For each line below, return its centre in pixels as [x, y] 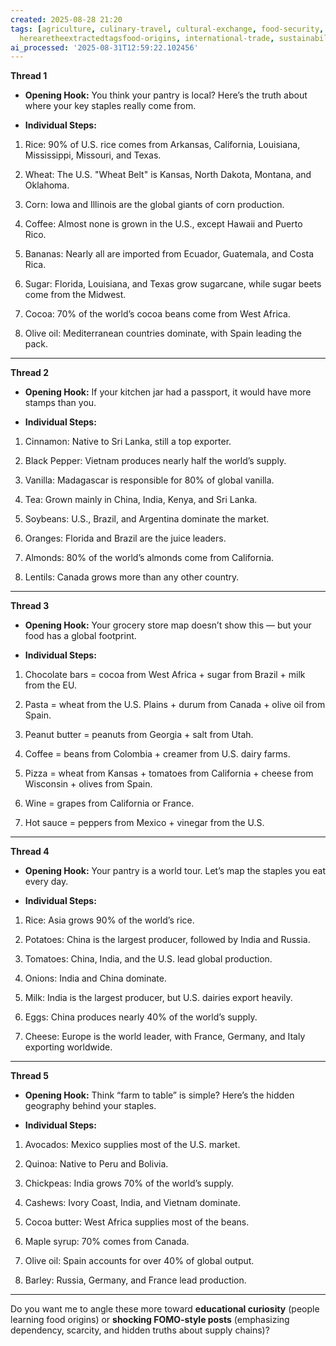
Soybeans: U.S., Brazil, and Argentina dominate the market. [147, 519]
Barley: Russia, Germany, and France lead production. [135, 1280]
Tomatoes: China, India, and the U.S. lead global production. [148, 959]
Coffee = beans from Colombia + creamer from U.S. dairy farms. [157, 754]
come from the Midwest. [75, 295]
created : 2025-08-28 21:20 [66, 19]
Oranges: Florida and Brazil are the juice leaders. [125, 538]
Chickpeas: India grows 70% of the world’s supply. [129, 1183]
